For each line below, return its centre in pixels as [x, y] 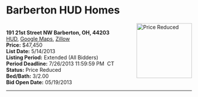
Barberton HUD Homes [63, 10]
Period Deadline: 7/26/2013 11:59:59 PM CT [60, 63]
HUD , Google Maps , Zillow [38, 39]
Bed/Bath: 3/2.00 [27, 76]
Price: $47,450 [24, 45]
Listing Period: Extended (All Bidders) [52, 57]
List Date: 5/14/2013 [31, 51]
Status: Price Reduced [34, 70]
